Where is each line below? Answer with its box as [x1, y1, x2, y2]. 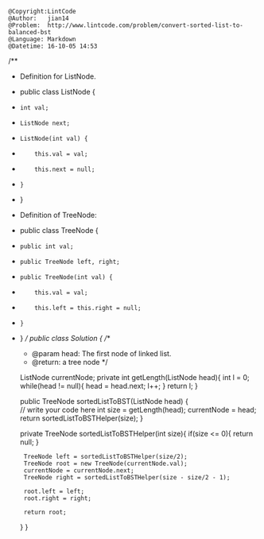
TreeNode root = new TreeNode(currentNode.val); [23, 460, 188, 467]
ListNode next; [19, 119, 71, 127]
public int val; [19, 242, 74, 250]
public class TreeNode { [19, 226, 99, 235]
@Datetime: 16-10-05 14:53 [8, 42, 98, 50]
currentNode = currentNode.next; [23, 467, 134, 475]
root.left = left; [23, 487, 85, 495]
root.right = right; [23, 494, 91, 502]
